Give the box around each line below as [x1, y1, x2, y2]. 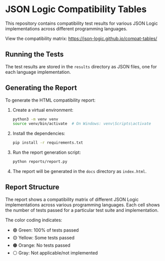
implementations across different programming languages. [5, 25, 128, 31]
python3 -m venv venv [12, 116, 59, 122]
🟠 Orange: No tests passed [12, 242, 71, 248]
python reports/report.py [12, 159, 67, 164]
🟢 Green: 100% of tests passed [12, 227, 79, 233]
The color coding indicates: [5, 216, 62, 223]
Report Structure [5, 183, 60, 192]
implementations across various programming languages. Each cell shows [5, 201, 160, 208]
